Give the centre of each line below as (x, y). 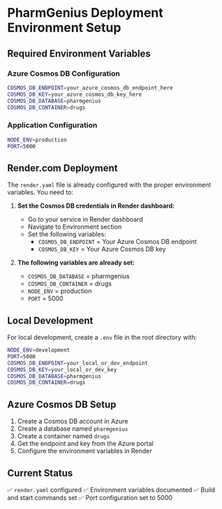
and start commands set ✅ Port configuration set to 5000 (90, 497)
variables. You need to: (40, 192)
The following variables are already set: (76, 263)
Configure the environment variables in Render (84, 451)
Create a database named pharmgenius (73, 429)
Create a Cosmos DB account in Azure (73, 422)
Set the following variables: (67, 234)
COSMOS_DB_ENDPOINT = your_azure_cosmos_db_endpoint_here (90, 88)
